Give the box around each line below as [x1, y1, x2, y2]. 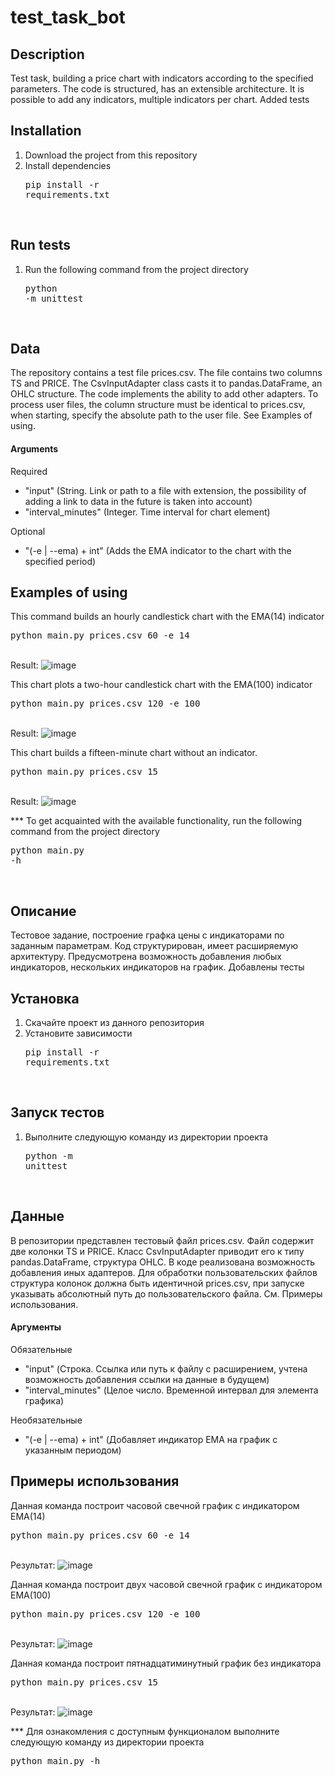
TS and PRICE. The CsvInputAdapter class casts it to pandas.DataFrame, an [10, 377, 323, 390]
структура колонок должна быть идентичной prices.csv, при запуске [10, 1277, 305, 1289]
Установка [10, 990, 80, 1007]
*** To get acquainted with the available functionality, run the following [10, 815, 303, 827]
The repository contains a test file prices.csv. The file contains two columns [10, 367, 323, 379]
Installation [10, 122, 82, 140]
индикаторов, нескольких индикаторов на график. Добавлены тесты [10, 961, 305, 973]
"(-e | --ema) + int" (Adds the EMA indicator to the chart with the [24, 544, 292, 556]
